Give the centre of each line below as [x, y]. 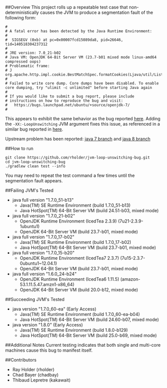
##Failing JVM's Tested [29, 190]
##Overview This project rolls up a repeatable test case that [67, 7]
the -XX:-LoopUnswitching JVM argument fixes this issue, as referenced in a [83, 124]
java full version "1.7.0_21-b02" [44, 216]
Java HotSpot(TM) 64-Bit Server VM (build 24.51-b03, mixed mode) [89, 210]
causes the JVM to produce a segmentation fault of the [96, 12]
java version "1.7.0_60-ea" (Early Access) [54, 309]
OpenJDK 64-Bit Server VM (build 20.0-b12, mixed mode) [79, 290]
